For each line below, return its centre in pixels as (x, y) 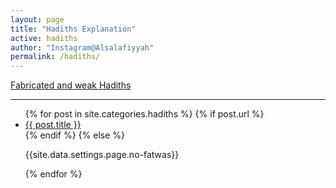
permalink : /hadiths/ (55, 57)
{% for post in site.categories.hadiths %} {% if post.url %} (144, 114)
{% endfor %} (53, 174)
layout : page (37, 19)
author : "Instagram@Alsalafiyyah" (82, 47)
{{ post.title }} (53, 125)
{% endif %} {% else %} (75, 135)
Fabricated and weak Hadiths (71, 85)
